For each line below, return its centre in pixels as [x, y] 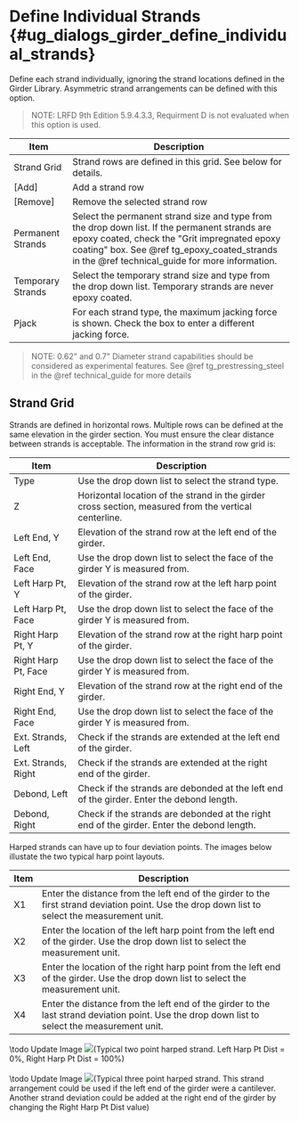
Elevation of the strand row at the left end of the [178, 532]
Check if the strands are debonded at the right [174, 814]
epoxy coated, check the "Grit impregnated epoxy [177, 238]
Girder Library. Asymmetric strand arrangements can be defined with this [143, 88]
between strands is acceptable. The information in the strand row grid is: [142, 444]
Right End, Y [39, 691]
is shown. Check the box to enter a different [164, 323]
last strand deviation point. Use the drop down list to [150, 1015]
